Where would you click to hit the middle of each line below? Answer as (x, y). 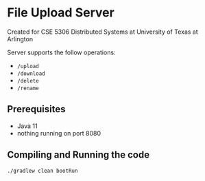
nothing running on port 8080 (59, 133)
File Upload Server (61, 13)
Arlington (20, 39)
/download (31, 74)
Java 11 (27, 126)
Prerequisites (36, 109)
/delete (28, 81)
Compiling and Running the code (78, 155)
